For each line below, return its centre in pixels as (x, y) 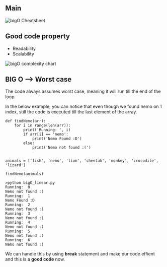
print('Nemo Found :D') (57, 139)
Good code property (38, 37)
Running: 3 (18, 214)
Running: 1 (18, 196)
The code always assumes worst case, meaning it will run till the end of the (83, 91)
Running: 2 (18, 205)
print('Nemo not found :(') (62, 148)
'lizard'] (16, 165)
